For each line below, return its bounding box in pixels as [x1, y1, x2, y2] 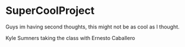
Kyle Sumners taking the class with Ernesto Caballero [5, 34, 136, 41]
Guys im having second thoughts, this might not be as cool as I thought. [5, 23, 180, 30]
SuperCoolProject [5, 4, 95, 17]
